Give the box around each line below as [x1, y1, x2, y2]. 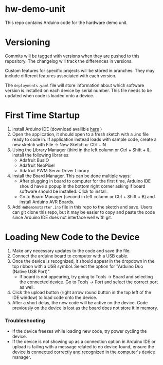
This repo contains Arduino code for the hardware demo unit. [5, 20, 128, 25]
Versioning [5, 37, 50, 48]
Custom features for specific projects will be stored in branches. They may [5, 68, 155, 73]
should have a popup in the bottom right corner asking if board [19, 183, 145, 189]
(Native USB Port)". [12, 268, 51, 274]
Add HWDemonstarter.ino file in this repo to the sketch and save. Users [12, 204, 153, 210]
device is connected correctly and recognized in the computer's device [12, 349, 156, 355]
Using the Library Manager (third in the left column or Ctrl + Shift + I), [12, 147, 151, 153]
